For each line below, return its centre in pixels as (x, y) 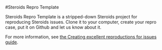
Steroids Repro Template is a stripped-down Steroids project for (71, 17)
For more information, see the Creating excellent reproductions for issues (81, 37)
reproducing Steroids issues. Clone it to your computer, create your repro (81, 22)
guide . (12, 42)
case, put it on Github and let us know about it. (53, 27)
